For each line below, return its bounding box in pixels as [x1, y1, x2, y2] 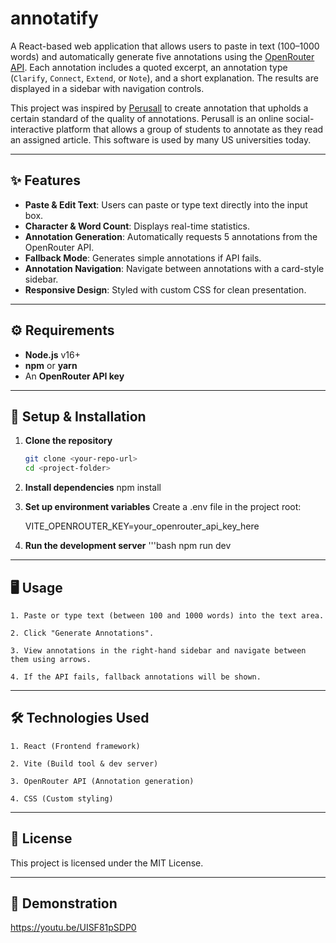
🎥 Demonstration [10, 895, 118, 912]
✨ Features [10, 172, 81, 189]
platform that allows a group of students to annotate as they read [56, 123, 324, 135]
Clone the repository [24, 435, 113, 447]
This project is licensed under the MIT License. [10, 857, 204, 869]
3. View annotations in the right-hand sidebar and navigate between [10, 645, 307, 656]
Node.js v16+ [24, 348, 81, 361]
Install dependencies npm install [24, 482, 162, 494]
